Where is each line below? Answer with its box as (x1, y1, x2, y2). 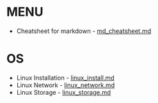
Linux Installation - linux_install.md (16, 73, 115, 82)
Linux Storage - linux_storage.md (16, 88, 111, 96)
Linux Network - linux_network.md (16, 80, 115, 89)
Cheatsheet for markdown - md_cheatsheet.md (16, 27, 152, 35)
